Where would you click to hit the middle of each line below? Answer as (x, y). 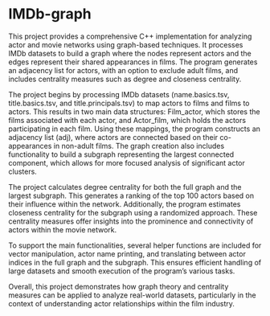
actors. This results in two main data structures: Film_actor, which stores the (134, 111)
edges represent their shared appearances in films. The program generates (133, 62)
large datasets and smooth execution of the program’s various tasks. (122, 271)
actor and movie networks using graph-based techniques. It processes (126, 44)
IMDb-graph (50, 14)
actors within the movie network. (63, 229)
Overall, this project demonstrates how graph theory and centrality (119, 286)
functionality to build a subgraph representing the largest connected (121, 154)
